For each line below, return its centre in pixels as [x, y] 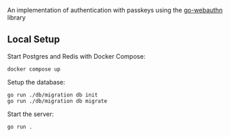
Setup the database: [36, 82]
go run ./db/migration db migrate [58, 101]
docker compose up [34, 69]
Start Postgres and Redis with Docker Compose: [76, 56]
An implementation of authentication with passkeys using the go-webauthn [115, 10]
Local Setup [34, 39]
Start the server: [31, 114]
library [16, 17]
